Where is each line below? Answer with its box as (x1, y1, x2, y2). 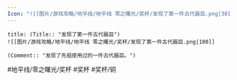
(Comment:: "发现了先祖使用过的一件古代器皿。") (7, 52, 137, 59)
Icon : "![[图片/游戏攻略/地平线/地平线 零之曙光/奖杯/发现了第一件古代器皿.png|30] (7, 10, 231, 18)
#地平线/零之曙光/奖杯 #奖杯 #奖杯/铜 (7, 65, 117, 74)
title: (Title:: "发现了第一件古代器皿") (7, 31, 120, 38)
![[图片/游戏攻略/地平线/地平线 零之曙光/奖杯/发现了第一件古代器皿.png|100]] (7, 38, 215, 46)
